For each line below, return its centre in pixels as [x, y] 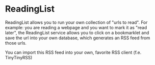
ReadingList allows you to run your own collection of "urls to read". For [77, 22]
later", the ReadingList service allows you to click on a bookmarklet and [77, 32]
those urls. [16, 43]
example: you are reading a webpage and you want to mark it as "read [76, 27]
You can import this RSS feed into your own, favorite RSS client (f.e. [73, 52]
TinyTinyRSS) [19, 57]
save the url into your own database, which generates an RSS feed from [78, 38]
